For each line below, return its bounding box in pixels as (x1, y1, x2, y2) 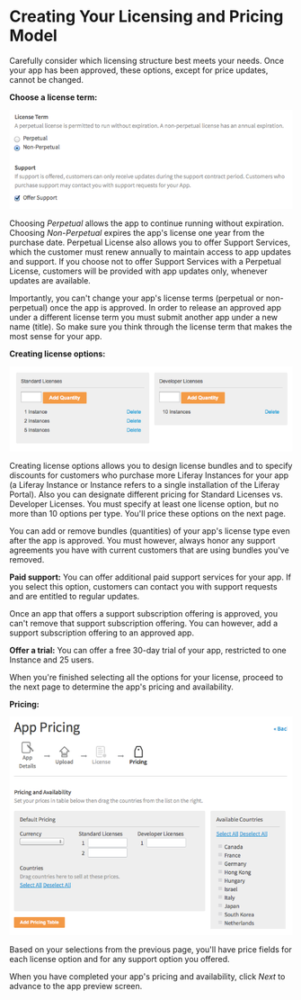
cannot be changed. (9, 74, 84, 85)
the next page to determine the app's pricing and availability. (9, 681, 234, 692)
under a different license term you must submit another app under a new (9, 312, 279, 323)
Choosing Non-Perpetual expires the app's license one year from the (9, 228, 265, 239)
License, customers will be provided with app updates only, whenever (9, 266, 268, 276)
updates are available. (9, 275, 92, 286)
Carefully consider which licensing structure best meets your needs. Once (9, 55, 285, 66)
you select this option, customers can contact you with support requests (9, 581, 278, 592)
